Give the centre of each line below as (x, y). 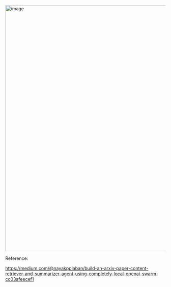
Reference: (17, 258)
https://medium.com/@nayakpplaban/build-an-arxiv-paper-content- (77, 268)
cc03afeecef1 (20, 279)
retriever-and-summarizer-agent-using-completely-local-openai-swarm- (82, 274)
